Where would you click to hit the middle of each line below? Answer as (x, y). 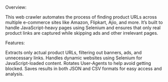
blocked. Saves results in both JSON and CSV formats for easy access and (84, 68)
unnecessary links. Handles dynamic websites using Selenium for (74, 58)
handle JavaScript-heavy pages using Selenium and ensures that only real (83, 28)
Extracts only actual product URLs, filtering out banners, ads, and (74, 53)
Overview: (16, 7)
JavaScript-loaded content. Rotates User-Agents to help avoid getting (78, 63)
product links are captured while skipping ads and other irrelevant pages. (82, 33)
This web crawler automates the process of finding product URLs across (81, 17)
